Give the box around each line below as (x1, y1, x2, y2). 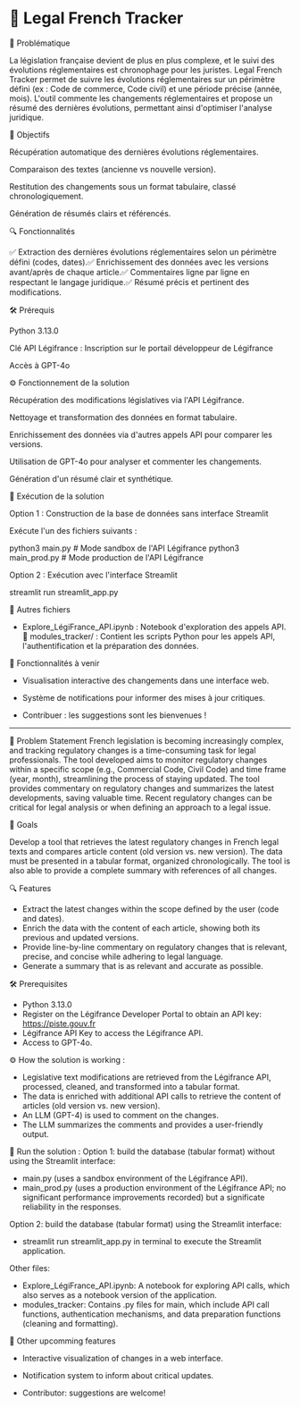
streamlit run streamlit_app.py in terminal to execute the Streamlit (21, 1235, 262, 1246)
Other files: (9, 1262, 51, 1273)
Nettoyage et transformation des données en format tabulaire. (9, 411, 237, 423)
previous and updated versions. (21, 931, 139, 942)
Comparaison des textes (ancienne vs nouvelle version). (9, 164, 216, 174)
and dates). (21, 913, 65, 923)
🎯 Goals (9, 819, 38, 830)
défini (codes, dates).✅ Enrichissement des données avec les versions (9, 257, 270, 267)
